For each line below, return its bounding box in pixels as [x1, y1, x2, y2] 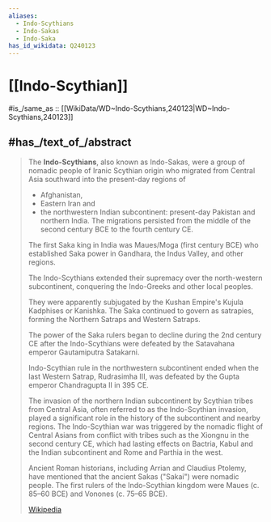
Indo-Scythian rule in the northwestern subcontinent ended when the [28, 363, 259, 372]
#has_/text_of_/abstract [8, 135, 132, 150]
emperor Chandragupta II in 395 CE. [28, 380, 150, 389]
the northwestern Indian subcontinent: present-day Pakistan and [40, 207, 256, 217]
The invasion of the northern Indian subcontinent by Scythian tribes [28, 396, 253, 405]
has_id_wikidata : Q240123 [8, 42, 95, 50]
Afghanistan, [40, 189, 83, 199]
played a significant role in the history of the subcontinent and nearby [28, 413, 260, 422]
